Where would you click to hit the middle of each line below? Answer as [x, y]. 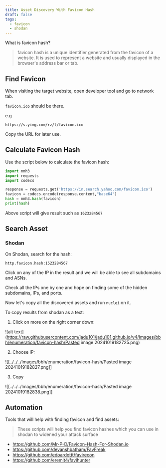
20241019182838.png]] [29, 392]
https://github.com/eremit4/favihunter [51, 460]
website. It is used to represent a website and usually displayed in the [89, 58]
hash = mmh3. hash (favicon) [33, 199]
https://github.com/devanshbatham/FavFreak [59, 449]
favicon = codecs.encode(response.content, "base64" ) [61, 194]
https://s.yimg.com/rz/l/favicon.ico [44, 125]
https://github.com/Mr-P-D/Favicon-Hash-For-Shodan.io [70, 444]
